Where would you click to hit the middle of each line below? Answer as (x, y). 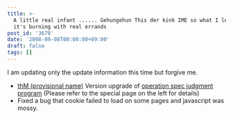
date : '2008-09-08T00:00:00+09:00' (59, 40)
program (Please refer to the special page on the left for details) (108, 93)
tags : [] (20, 53)
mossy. (27, 108)
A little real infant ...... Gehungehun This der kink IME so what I (116, 20)
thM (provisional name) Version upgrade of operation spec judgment (115, 86)
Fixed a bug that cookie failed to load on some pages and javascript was (120, 100)
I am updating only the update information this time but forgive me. (103, 72)
